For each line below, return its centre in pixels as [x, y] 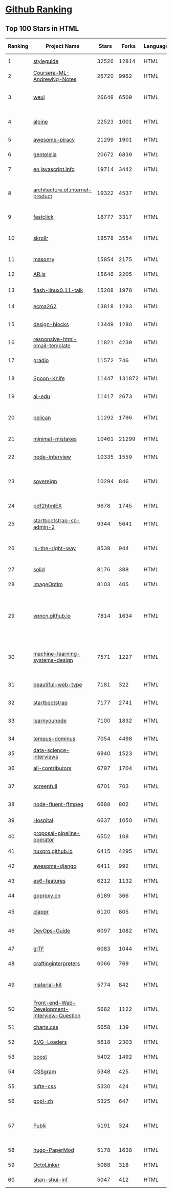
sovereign [45, 481]
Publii [40, 1126]
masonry [44, 259]
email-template [52, 346]
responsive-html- [55, 339]
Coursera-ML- [51, 73]
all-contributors [52, 768]
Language [156, 46]
